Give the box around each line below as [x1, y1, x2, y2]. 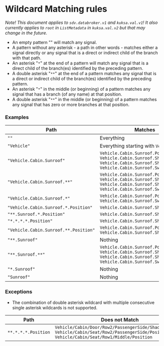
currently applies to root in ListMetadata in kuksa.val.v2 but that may [5, 24, 145, 30]
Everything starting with [100, 142, 155, 149]
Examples [5, 114, 29, 121]
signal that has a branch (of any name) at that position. [12, 91, 122, 97]
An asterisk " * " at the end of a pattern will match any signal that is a [12, 60, 149, 66]
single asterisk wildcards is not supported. [12, 305, 98, 310]
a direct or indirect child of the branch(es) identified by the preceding [12, 76, 152, 81]
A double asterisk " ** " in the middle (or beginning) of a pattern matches [12, 96, 157, 102]
